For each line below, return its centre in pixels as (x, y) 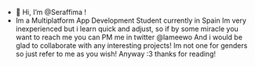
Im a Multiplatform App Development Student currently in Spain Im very (131, 20)
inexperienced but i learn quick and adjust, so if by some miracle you (127, 29)
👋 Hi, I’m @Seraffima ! (51, 12)
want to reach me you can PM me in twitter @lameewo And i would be (129, 37)
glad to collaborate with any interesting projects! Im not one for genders (131, 46)
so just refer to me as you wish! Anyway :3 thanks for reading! (115, 54)
